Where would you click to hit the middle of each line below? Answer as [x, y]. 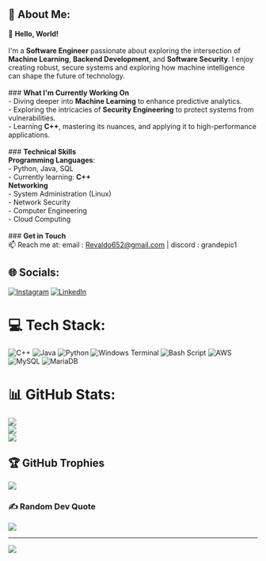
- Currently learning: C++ [49, 177]
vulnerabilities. [32, 118]
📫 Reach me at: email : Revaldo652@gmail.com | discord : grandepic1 [123, 244]
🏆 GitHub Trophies [57, 463]
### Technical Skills [42, 151]
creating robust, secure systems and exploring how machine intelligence [127, 67]
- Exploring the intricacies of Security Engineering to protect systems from [131, 109]
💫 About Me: [40, 15]
